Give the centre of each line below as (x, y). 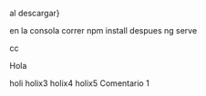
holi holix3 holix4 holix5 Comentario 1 (80, 83)
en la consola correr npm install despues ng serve (103, 30)
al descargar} (35, 13)
